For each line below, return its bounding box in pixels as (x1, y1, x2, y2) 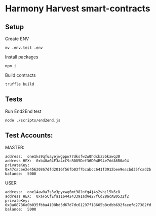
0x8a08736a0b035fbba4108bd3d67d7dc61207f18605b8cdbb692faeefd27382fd (5, 202, 152, 208)
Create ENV (5, 36, 29, 42)
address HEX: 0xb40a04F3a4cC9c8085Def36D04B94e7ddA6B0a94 (5, 158, 129, 163)
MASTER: (5, 144, 25, 150)
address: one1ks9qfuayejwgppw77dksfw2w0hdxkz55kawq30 (5, 154, 120, 159)
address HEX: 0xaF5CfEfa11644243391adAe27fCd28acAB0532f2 (5, 194, 129, 199)
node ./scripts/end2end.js (5, 118, 61, 123)
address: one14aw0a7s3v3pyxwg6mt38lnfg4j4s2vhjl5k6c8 (5, 189, 120, 194)
